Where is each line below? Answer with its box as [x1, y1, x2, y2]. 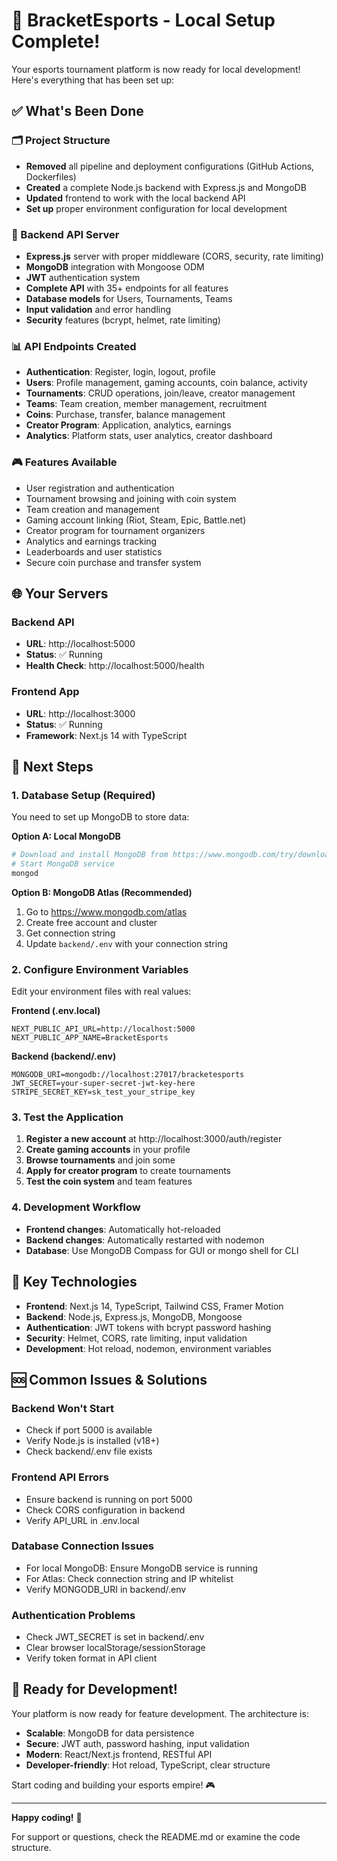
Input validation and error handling [25, 303, 172, 315]
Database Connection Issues [11, 1539, 155, 1553]
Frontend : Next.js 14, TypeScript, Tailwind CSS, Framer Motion [25, 1300, 284, 1312]
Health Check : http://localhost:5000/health [25, 660, 205, 672]
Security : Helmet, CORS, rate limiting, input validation [25, 1332, 248, 1344]
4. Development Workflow [11, 1200, 141, 1214]
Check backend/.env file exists [25, 1445, 153, 1458]
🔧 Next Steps [11, 758, 94, 775]
